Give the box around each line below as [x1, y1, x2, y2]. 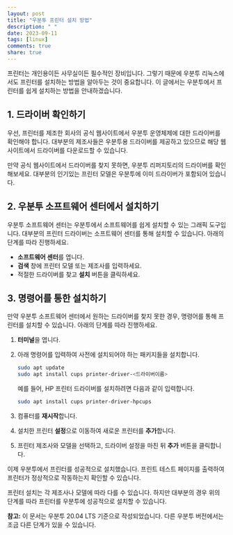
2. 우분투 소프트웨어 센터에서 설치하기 [7, 201, 159, 212]
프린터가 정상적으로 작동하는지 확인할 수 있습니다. [7, 473, 141, 481]
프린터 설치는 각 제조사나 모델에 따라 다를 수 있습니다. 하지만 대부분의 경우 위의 [7, 488, 220, 497]
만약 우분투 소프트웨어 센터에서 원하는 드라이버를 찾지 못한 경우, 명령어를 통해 [7, 312, 217, 320]
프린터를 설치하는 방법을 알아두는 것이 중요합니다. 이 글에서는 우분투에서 [19, 77, 216, 86]
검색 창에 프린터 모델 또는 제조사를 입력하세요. [17, 261, 143, 270]
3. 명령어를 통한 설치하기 [7, 292, 106, 304]
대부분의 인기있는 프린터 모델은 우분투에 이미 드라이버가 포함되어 [33, 169, 208, 178]
